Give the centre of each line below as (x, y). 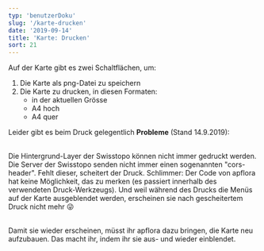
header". (22, 173)
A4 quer (45, 117)
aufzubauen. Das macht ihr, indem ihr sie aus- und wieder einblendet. (122, 239)
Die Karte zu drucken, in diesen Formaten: (88, 91)
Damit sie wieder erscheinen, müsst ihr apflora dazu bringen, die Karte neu (131, 230)
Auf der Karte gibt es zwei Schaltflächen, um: (82, 68)
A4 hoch (46, 109)
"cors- (235, 164)
